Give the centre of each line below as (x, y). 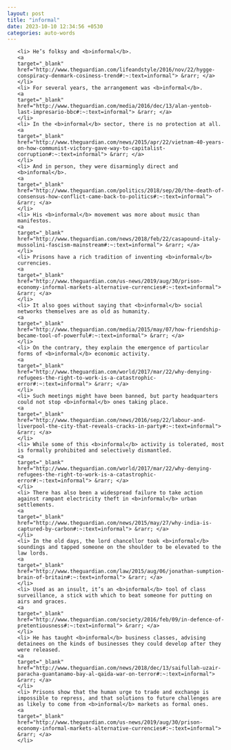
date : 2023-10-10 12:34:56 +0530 (55, 26)
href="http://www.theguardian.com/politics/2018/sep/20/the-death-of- (121, 191)
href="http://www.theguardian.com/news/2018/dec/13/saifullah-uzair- (119, 668)
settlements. (36, 505)
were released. (39, 650)
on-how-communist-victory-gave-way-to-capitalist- (91, 148)
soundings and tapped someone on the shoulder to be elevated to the (119, 547)
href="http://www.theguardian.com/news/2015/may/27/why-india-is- (114, 523)
